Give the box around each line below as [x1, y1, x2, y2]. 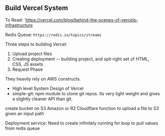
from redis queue [5, 125, 40, 131]
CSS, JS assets [12, 61, 43, 67]
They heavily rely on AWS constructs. [5, 76, 81, 82]
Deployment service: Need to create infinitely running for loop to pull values [5, 120, 159, 126]
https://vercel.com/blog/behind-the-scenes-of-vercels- [25, 17, 138, 23]
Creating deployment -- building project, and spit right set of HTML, [12, 56, 150, 62]
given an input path [5, 110, 44, 116]
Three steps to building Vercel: [5, 41, 67, 47]
